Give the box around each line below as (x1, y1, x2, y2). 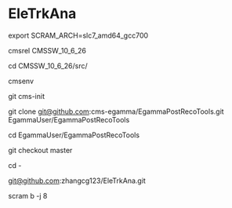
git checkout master (8, 145, 73, 155)
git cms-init (8, 91, 45, 100)
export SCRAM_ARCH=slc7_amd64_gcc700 (8, 31, 149, 40)
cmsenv (8, 76, 34, 86)
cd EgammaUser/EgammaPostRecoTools (8, 130, 140, 140)
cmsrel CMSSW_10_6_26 (8, 46, 86, 55)
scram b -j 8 (8, 191, 48, 200)
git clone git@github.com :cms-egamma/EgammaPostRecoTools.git (8, 107, 225, 116)
